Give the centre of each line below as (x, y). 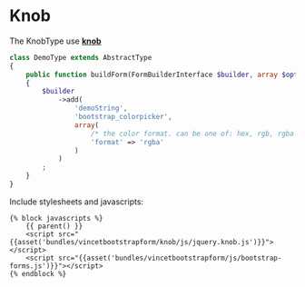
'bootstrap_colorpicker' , (123, 117)
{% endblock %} (38, 273)
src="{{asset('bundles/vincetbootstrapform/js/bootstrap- (170, 258)
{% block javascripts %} (56, 218)
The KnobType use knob (55, 41)
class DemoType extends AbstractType (81, 57)
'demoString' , (101, 109)
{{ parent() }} (54, 226)
